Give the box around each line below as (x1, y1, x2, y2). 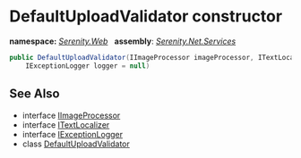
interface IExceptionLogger (21, 129, 124, 139)
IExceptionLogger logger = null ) (25, 61, 150, 71)
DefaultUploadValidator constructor (9, 6, 283, 27)
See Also (9, 87, 60, 102)
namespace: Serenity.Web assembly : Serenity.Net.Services (9, 36, 236, 46)
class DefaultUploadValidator (21, 138, 130, 149)
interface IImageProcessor (21, 110, 121, 121)
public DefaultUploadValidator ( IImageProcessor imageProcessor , (9, 53, 254, 62)
